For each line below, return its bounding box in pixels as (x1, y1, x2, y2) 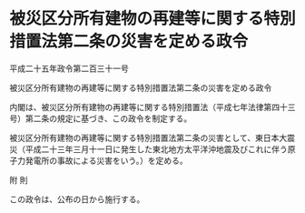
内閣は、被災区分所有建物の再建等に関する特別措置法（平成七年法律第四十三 (9, 101, 296, 112)
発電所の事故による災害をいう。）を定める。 (25, 155, 188, 166)
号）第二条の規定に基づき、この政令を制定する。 (9, 113, 192, 124)
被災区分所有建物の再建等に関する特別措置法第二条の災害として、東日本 (9, 132, 280, 143)
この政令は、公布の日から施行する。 (9, 193, 145, 205)
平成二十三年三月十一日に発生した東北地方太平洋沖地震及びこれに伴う (25, 143, 288, 155)
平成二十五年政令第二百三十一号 (9, 63, 129, 74)
